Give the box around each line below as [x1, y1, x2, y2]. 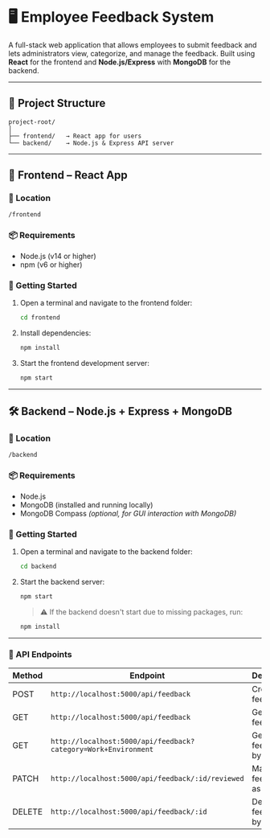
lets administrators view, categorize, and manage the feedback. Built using [8, 48, 256, 58]
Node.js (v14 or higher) [19, 251, 96, 261]
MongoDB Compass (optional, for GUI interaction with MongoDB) [19, 508, 237, 518]
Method [12, 670, 43, 681]
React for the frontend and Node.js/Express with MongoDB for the [8, 57, 231, 67]
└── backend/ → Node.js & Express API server [8, 139, 174, 147]
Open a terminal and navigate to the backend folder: [19, 546, 193, 557]
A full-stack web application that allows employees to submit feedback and [8, 39, 257, 50]
